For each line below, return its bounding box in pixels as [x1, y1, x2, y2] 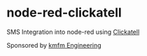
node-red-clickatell [6, 5, 122, 21]
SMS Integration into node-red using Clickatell [6, 28, 140, 36]
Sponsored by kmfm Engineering [6, 41, 102, 49]
